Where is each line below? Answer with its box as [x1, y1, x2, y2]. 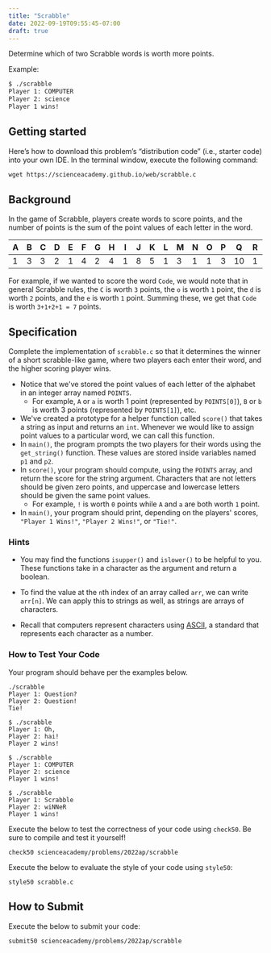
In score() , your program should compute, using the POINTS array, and [19, 465, 252, 475]
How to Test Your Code [8, 649, 101, 660]
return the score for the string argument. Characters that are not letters [19, 473, 256, 484]
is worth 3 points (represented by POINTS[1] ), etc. [31, 405, 197, 415]
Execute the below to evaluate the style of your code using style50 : [8, 862, 233, 872]
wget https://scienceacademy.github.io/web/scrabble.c [8, 170, 197, 178]
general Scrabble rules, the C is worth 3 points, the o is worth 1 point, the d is [8, 285, 261, 294]
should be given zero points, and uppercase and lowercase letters [19, 482, 240, 492]
